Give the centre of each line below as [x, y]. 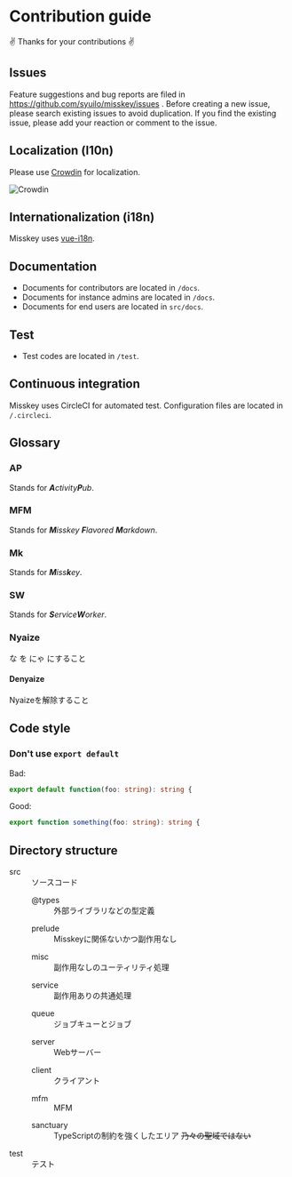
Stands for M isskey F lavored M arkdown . [83, 530]
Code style [40, 729]
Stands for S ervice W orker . [58, 614]
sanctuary [50, 1125]
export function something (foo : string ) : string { [105, 823]
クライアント [77, 1081]
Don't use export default [64, 754]
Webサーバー [78, 1053]
